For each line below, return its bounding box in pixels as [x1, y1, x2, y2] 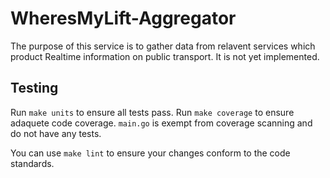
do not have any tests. [10, 127, 102, 139]
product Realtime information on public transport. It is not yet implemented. [10, 50, 320, 62]
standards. [10, 157, 55, 169]
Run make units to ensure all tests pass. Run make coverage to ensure [10, 106, 295, 118]
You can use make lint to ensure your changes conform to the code [10, 147, 291, 159]
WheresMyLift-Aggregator [10, 7, 237, 30]
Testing [10, 80, 59, 97]
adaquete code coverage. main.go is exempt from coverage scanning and [10, 117, 313, 129]
